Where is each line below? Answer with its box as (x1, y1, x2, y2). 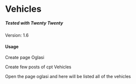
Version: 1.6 (5, 32, 29, 38)
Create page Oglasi (5, 55, 44, 60)
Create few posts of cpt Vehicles (5, 64, 71, 70)
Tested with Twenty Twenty (5, 20, 64, 26)
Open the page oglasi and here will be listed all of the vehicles (5, 74, 131, 80)
